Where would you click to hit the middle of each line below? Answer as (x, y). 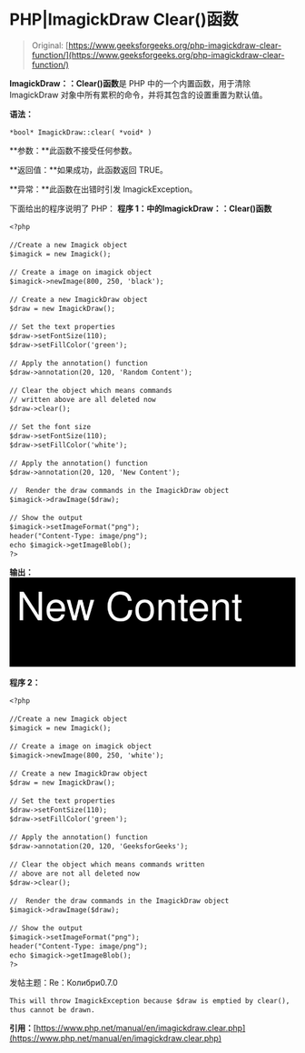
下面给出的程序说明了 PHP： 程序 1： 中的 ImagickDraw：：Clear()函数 (141, 208)
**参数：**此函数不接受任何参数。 (74, 150)
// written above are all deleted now (83, 399)
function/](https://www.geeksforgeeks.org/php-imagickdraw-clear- (158, 55)
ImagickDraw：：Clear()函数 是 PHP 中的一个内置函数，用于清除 (130, 83)
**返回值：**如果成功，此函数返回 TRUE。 (89, 169)
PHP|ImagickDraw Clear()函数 (124, 20)
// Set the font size (50, 426)
